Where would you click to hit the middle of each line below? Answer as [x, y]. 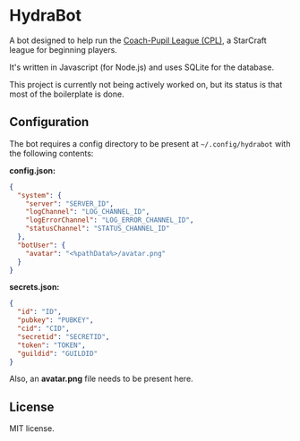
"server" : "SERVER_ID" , [70, 204]
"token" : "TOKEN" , [52, 345]
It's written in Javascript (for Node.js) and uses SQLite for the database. [142, 67]
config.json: [33, 170]
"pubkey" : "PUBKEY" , [56, 320]
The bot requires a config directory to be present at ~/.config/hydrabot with [150, 143]
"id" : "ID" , [40, 312]
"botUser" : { [42, 245]
